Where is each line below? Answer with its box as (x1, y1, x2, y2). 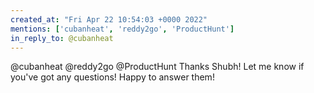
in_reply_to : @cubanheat (10, 33, 114, 43)
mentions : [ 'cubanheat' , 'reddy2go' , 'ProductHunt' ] (10, 24, 235, 34)
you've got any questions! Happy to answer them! (10, 71, 215, 83)
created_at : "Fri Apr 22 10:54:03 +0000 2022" (10, 14, 208, 25)
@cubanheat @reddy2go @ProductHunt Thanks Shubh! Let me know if (10, 61, 305, 73)
